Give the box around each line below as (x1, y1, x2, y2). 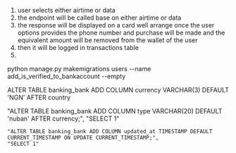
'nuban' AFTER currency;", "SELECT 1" (7, 114, 120, 123)
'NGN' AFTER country (7, 93, 71, 102)
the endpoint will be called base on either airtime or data (17, 13, 182, 22)
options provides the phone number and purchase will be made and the (17, 28, 225, 37)
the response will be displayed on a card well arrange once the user (17, 21, 215, 29)
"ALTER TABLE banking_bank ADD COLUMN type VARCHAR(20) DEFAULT (7, 107, 223, 115)
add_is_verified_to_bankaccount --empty (7, 72, 126, 80)
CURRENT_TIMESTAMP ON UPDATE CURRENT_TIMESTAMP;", (7, 134, 159, 141)
